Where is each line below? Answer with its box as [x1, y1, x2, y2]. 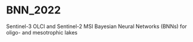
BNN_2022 [6, 3, 61, 17]
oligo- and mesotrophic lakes [6, 29, 78, 36]
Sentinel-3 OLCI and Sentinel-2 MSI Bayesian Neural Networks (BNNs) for [6, 23, 187, 30]
